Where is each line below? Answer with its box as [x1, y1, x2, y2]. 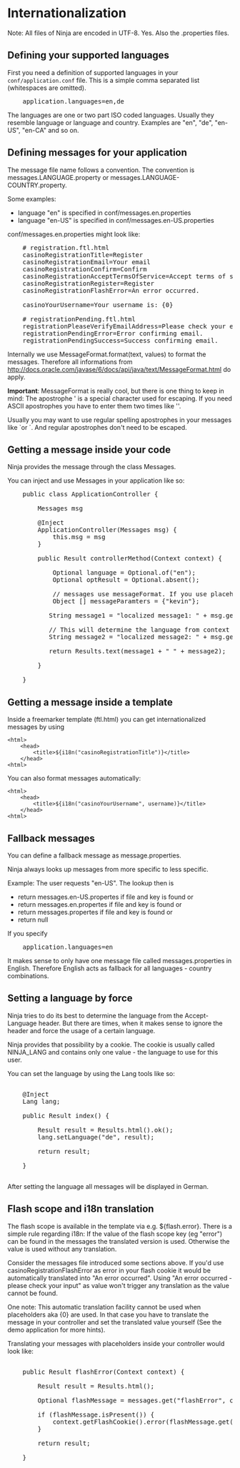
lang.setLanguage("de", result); [37, 1133, 155, 1141]
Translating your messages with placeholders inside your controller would [7, 1339, 225, 1347]
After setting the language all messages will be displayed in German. [7, 1182, 209, 1190]
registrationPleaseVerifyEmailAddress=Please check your [22, 322, 226, 330]
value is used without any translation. [7, 1245, 117, 1253]
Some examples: [7, 194, 56, 203]
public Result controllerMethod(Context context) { [37, 555, 223, 563]
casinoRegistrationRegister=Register [22, 279, 155, 287]
